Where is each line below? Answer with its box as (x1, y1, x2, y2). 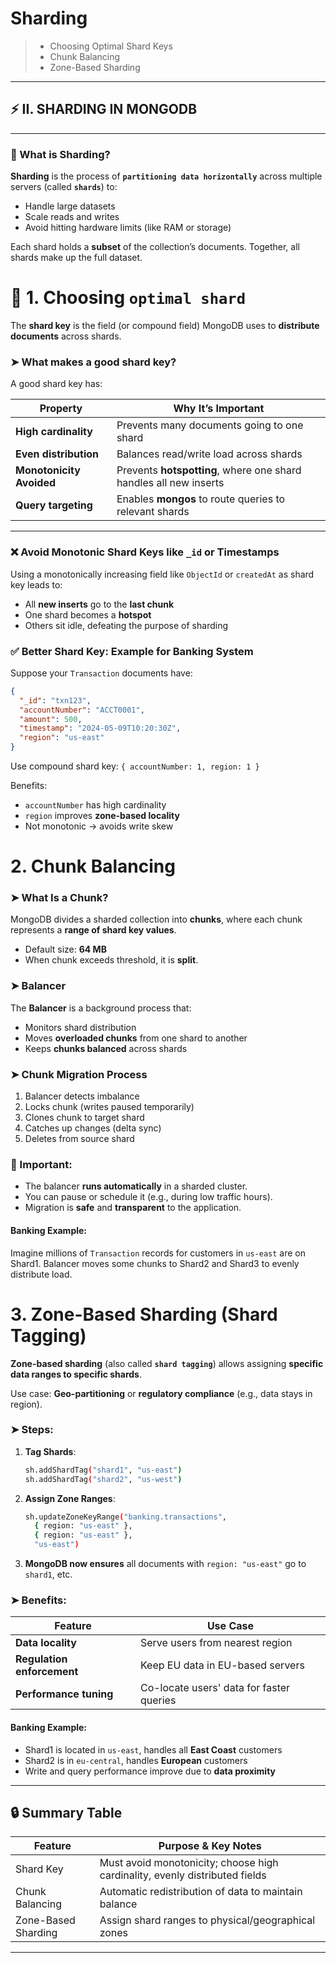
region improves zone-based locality (24, 810, 180, 821)
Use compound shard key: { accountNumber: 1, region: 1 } (10, 760, 260, 772)
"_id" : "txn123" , (19, 695, 92, 706)
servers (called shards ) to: (10, 181, 118, 193)
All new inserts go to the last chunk (24, 598, 175, 610)
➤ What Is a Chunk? (10, 891, 109, 905)
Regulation (15, 1652, 68, 1666)
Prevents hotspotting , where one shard (116, 463, 302, 477)
